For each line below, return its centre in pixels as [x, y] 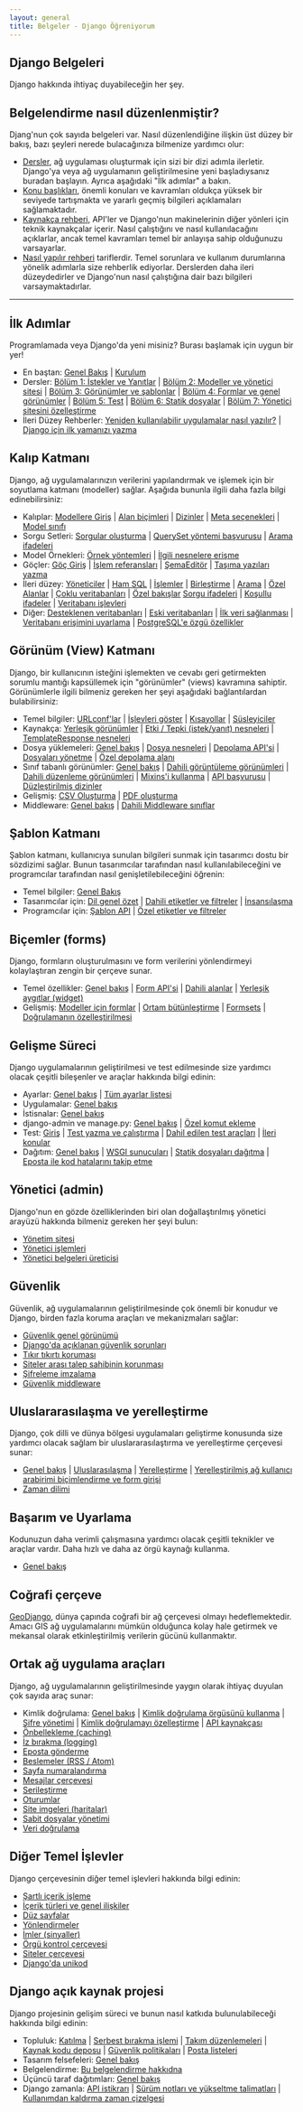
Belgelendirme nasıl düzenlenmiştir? [114, 112]
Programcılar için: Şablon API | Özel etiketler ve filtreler [124, 911]
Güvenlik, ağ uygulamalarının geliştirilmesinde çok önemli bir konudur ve [143, 1308]
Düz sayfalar [46, 1915]
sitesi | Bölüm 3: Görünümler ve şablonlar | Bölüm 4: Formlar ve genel [151, 391]
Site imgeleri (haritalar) [65, 1808]
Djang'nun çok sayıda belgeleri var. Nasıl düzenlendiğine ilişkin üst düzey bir [151, 135]
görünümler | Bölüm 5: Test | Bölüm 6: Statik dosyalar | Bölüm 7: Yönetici [157, 401]
